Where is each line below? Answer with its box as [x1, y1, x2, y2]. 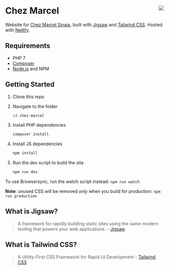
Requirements [5, 42, 50, 50]
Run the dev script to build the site [12, 160, 84, 166]
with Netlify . [5, 27, 30, 33]
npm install [12, 151, 38, 156]
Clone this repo [12, 94, 44, 100]
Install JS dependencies [12, 141, 63, 147]
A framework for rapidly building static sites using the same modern [17, 220, 158, 226]
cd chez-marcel [12, 113, 45, 118]
